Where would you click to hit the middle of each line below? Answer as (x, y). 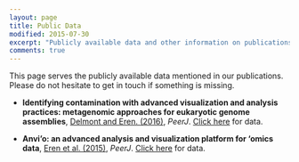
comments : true (37, 51)
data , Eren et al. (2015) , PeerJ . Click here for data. (114, 149)
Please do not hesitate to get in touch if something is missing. (122, 85)
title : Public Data (45, 26)
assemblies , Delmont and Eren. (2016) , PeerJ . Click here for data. (142, 122)
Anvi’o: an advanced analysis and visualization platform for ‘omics (148, 139)
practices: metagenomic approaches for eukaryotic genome (136, 112)
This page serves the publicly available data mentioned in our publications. (146, 76)
